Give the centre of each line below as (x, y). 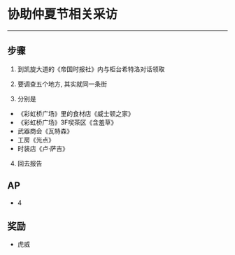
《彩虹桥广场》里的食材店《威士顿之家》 (76, 113)
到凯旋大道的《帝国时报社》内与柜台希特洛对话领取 (91, 69)
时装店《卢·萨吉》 (43, 148)
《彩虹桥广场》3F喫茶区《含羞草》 (67, 122)
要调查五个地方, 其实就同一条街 (62, 84)
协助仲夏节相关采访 (63, 14)
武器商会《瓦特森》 (45, 131)
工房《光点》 (36, 140)
